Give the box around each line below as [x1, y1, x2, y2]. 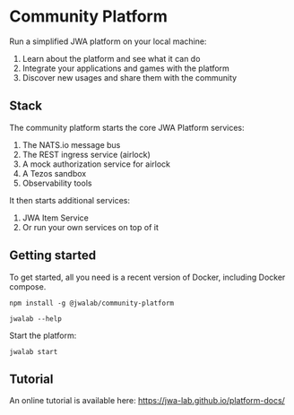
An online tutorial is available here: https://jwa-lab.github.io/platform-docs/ [9, 395, 285, 406]
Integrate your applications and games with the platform [22, 63, 230, 73]
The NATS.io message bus [22, 139, 121, 150]
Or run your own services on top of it [22, 221, 159, 232]
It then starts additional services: [9, 195, 130, 205]
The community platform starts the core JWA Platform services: [9, 122, 245, 133]
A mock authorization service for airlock [22, 159, 171, 169]
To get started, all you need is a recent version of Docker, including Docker [9, 272, 286, 282]
